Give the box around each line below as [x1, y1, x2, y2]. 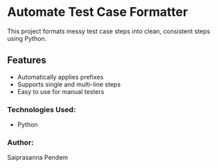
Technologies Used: [7, 104, 76, 114]
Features [7, 55, 46, 66]
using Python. [7, 34, 47, 42]
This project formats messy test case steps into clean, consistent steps [7, 27, 210, 35]
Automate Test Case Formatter [7, 4, 189, 20]
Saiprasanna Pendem [7, 153, 68, 162]
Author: [7, 138, 34, 147]
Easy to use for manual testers [17, 87, 105, 95]
